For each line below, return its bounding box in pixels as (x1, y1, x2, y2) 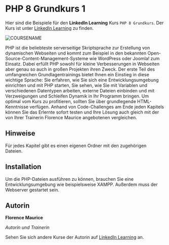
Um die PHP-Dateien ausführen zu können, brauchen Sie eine (5, 176, 134, 182)
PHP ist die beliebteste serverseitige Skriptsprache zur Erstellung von (5, 44, 150, 51)
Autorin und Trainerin (5, 224, 50, 230)
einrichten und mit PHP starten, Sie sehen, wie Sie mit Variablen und (5, 82, 148, 88)
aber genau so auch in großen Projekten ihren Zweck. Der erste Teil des (5, 66, 155, 72)
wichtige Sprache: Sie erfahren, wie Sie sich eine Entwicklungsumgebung (5, 77, 159, 83)
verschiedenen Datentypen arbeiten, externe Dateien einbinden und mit (5, 87, 155, 93)
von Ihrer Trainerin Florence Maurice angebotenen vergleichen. (5, 114, 138, 120)
